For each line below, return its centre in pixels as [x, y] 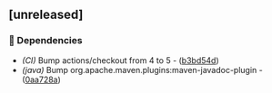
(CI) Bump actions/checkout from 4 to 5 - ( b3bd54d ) [120, 60]
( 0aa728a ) [41, 79]
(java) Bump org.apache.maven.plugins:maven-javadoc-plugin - [142, 70]
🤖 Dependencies [45, 41]
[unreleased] [46, 15]
